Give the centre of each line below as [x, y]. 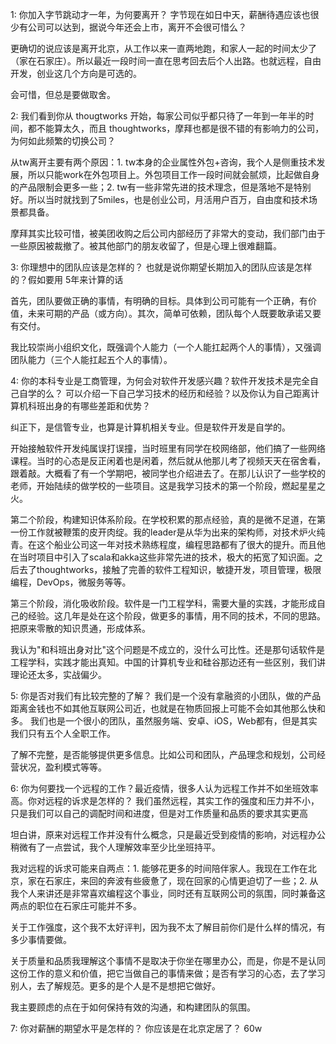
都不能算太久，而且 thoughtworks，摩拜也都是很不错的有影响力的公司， [176, 128]
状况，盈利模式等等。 [62, 767]
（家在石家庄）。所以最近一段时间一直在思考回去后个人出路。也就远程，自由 [166, 61]
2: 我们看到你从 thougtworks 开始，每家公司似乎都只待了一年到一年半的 [158, 116]
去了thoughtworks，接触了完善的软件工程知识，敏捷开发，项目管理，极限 [170, 569]
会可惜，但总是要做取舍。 [63, 94]
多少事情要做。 [41, 939]
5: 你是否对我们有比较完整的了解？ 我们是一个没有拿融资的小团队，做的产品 [166, 696]
